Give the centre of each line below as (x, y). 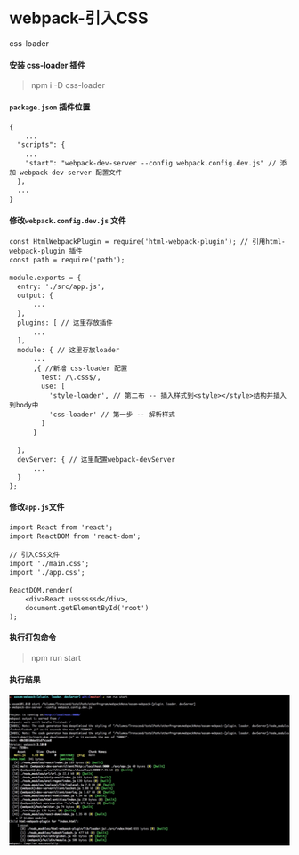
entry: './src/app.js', (61, 286)
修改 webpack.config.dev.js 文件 (68, 220)
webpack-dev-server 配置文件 (71, 173)
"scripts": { (41, 145)
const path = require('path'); (67, 260)
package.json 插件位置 (50, 107)
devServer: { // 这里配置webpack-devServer (97, 459)
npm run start (56, 657)
